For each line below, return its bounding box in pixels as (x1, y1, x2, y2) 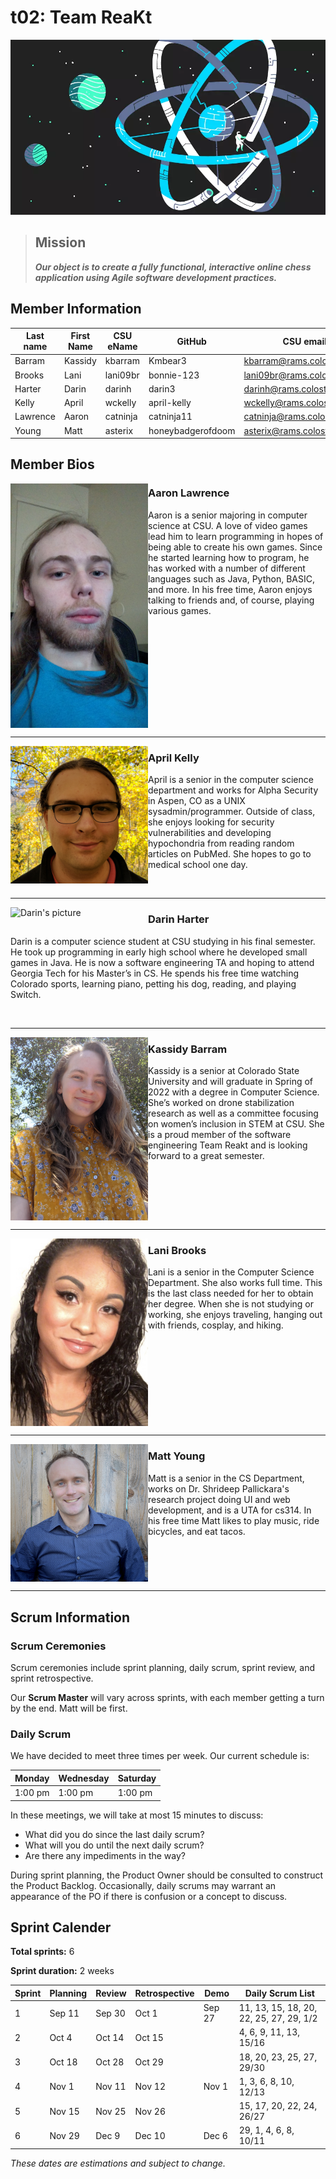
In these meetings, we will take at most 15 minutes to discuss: (10, 1809, 264, 1821)
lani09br (104, 369, 140, 381)
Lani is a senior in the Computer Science (148, 1266, 315, 1278)
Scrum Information (10, 1609, 131, 1626)
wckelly (104, 397, 137, 409)
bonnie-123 (148, 369, 200, 381)
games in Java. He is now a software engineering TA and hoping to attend (10, 956, 315, 968)
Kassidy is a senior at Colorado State (148, 1064, 300, 1076)
